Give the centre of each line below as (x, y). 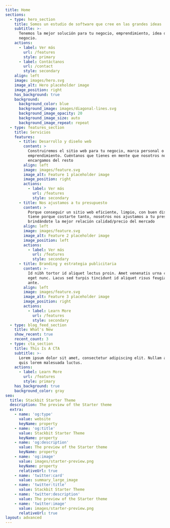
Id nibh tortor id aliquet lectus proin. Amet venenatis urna (95, 273)
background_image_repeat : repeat (54, 123)
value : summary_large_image (48, 480)
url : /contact (38, 66)
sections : (16, 15)
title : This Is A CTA (37, 348)
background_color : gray (39, 391)
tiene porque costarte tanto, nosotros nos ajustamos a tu (91, 217)
